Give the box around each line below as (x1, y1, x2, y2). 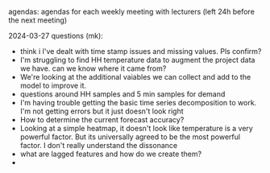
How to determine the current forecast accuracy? (19, 115, 185, 124)
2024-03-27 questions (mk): (8, 31, 103, 40)
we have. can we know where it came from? (19, 64, 167, 73)
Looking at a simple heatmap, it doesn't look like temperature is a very (19, 124, 254, 133)
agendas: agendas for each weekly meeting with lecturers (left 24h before (8, 7, 255, 16)
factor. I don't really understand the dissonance (19, 141, 178, 150)
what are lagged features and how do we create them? (19, 149, 202, 159)
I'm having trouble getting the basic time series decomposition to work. (19, 98, 257, 107)
